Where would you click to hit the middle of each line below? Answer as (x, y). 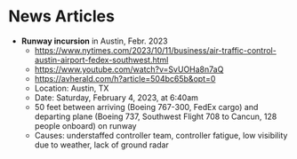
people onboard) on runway (85, 125)
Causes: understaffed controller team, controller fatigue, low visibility (161, 135)
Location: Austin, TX (72, 88)
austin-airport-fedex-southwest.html (101, 60)
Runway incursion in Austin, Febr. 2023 (94, 41)
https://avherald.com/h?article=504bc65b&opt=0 (125, 78)
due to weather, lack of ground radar (102, 145)
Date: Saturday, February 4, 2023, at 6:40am (116, 97)
